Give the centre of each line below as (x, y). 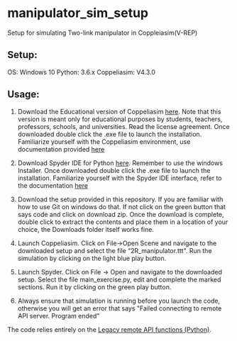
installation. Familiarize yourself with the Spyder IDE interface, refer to (120, 178)
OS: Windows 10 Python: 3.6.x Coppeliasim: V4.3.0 (82, 72)
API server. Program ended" (59, 315)
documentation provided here (61, 149)
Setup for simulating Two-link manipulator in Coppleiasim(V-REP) (103, 33)
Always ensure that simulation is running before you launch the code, (119, 301)
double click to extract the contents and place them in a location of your (123, 222)
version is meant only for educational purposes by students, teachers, (120, 119)
